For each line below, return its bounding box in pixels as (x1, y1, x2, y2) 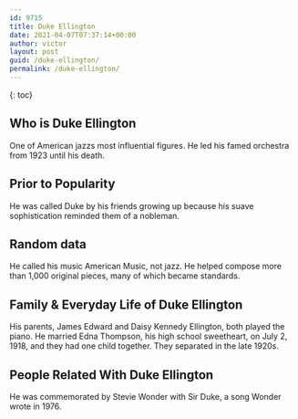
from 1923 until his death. (9, 150, 105, 161)
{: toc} (9, 89, 34, 100)
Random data (9, 236, 87, 252)
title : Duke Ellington (9, 22, 96, 31)
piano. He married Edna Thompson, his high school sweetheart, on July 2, (9, 330, 288, 342)
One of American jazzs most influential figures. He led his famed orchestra (9, 140, 290, 151)
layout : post (9, 47, 59, 57)
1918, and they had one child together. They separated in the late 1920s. (9, 340, 280, 351)
